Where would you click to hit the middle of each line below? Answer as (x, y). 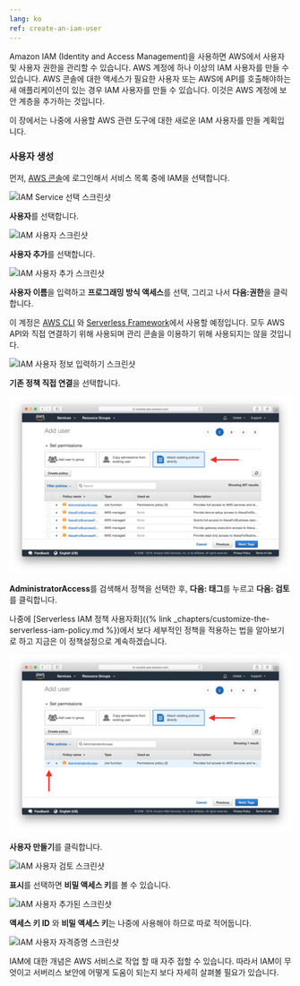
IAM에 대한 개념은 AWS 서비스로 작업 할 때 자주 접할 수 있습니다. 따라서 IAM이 (146, 961)
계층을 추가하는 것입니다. (62, 101)
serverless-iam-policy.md (57, 630)
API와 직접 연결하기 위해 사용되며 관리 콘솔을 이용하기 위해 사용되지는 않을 (139, 333)
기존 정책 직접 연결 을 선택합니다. (65, 383)
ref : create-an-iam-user (56, 28)
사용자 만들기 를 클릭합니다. (56, 846)
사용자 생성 (32, 157)
